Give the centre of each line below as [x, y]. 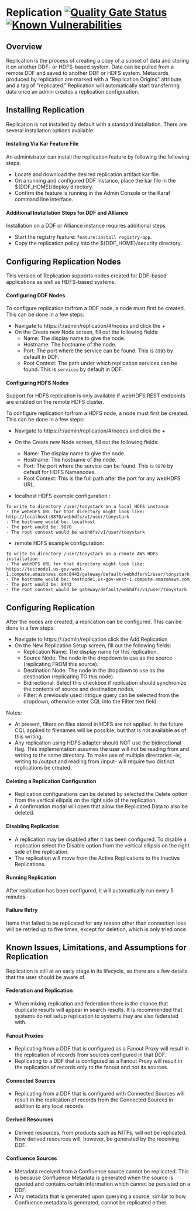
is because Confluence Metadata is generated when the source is [94, 1177]
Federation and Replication [39, 990]
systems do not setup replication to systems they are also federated [96, 1016]
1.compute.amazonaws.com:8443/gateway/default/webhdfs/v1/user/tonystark [98, 574]
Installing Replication [45, 110]
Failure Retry [22, 910]
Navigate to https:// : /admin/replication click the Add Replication [91, 639]
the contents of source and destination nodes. [79, 689]
